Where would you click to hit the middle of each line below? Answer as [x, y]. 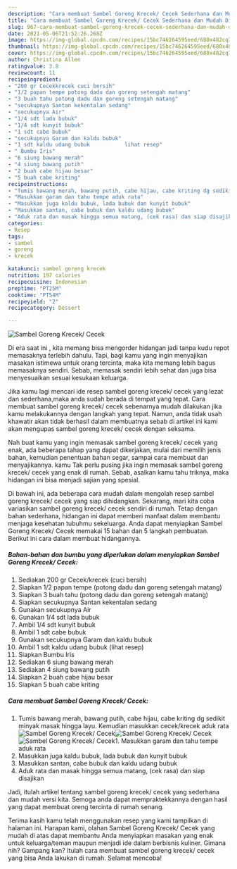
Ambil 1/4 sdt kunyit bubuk [57, 625]
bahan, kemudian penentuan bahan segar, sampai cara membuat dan [108, 458]
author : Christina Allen [44, 60]
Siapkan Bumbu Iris [46, 655]
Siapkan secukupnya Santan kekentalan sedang [88, 602]
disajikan [31, 778]
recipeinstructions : [38, 184]
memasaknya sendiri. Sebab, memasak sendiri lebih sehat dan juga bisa [112, 370]
